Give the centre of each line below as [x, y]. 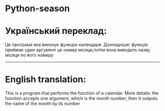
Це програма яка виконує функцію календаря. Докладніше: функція [77, 45]
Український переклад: [56, 31]
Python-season [38, 9]
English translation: [46, 80]
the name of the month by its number [42, 104]
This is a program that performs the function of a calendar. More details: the [82, 93]
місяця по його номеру [29, 55]
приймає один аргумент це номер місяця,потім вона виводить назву [78, 50]
